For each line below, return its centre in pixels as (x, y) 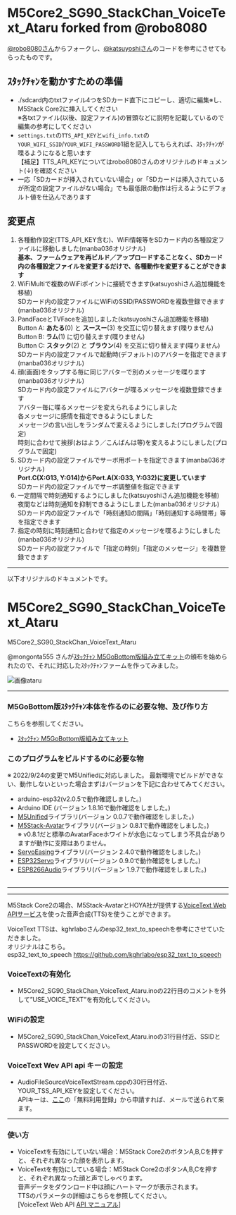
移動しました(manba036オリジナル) (94, 248)
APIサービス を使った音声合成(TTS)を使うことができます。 (91, 914)
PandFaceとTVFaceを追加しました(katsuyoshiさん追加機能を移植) (113, 319)
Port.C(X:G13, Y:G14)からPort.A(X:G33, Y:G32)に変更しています (112, 477)
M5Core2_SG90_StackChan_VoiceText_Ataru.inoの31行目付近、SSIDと (119, 1036)
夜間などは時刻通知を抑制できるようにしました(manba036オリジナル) (118, 504)
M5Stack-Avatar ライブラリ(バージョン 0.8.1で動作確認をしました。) (113, 826)
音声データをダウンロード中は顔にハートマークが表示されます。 (110, 1187)
